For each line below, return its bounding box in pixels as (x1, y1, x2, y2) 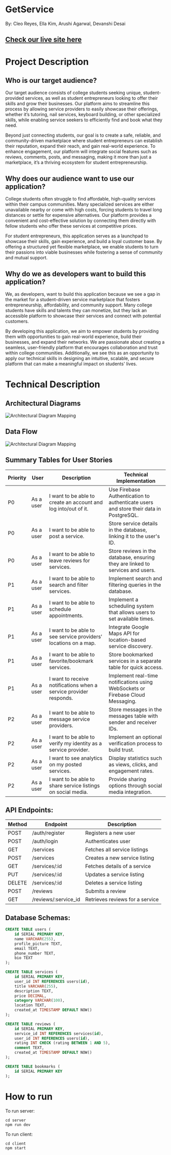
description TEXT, (14, 988, 53, 993)
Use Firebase (108, 486, 141, 493)
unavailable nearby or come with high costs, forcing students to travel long (5, 207, 162, 213)
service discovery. (108, 642, 153, 650)
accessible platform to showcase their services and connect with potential (5, 313, 161, 319)
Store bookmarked (108, 651, 153, 658)
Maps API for (108, 630, 140, 637)
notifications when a (49, 681, 98, 688)
